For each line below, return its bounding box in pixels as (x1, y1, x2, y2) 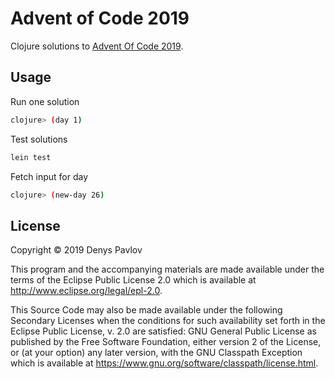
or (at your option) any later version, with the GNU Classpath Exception (10, 347, 303, 359)
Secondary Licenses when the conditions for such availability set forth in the (10, 315, 326, 327)
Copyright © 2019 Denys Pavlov (10, 244, 143, 256)
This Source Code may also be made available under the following (10, 304, 283, 316)
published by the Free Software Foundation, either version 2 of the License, (10, 336, 322, 348)
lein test (10, 152, 52, 162)
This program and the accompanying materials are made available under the (10, 263, 325, 276)
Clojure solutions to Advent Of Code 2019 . (10, 40, 184, 52)
